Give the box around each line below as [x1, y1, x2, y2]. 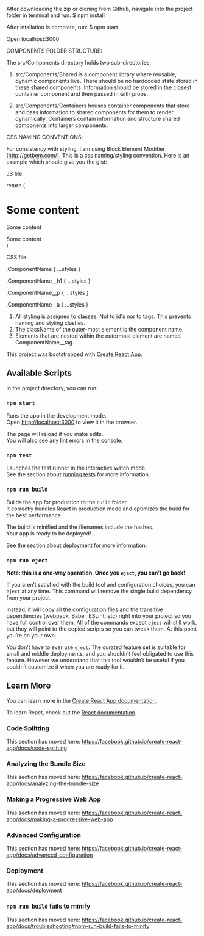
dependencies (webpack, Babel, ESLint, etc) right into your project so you [6, 612, 192, 619]
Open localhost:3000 [6, 35, 60, 42]
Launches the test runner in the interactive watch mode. [6, 464, 147, 472]
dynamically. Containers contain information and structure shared [15, 115, 180, 122]
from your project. [6, 593, 52, 601]
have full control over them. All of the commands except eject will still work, [6, 619, 197, 626]
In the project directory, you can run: [6, 384, 98, 391]
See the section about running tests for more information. [6, 471, 150, 478]
